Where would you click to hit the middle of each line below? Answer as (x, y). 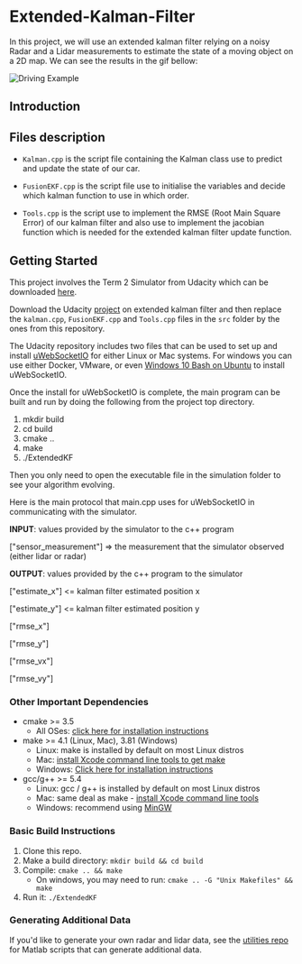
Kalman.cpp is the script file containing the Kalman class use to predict (152, 159)
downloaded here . (43, 291)
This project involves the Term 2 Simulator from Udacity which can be (139, 282)
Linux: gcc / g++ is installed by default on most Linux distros (148, 789)
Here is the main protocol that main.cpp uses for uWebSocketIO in (132, 501)
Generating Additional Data (70, 920)
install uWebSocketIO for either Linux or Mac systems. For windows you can (151, 355)
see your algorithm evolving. (62, 484)
